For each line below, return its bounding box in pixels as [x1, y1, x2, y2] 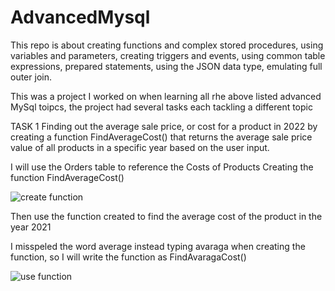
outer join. [10, 71, 52, 83]
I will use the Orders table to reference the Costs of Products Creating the [10, 161, 314, 173]
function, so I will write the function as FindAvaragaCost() [10, 251, 247, 263]
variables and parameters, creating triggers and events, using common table [10, 49, 326, 61]
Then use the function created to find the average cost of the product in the [10, 210, 323, 222]
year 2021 [10, 221, 52, 233]
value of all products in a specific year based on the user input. [10, 141, 270, 153]
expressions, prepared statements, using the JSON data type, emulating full [10, 60, 323, 72]
